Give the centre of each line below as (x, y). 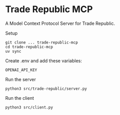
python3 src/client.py (29, 107)
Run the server (21, 79)
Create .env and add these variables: (44, 61)
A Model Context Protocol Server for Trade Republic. (60, 23)
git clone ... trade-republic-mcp (42, 42)
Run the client (20, 98)
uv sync (13, 51)
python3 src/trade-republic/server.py (46, 89)
